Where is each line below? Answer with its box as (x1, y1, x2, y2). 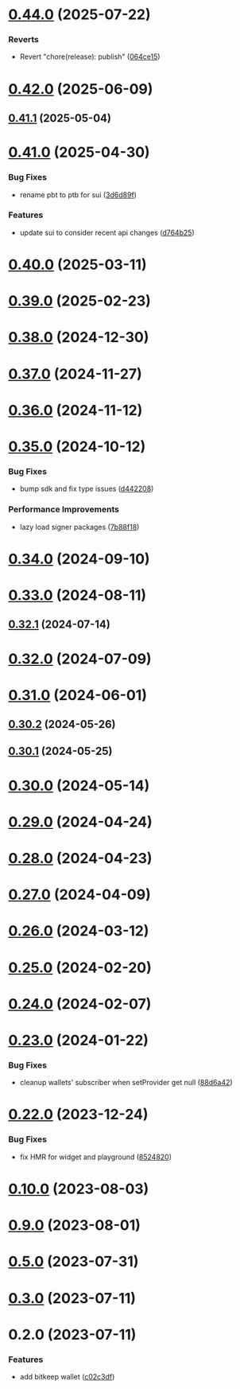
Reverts (8, 34, 40, 45)
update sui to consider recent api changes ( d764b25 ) (19, 228, 195, 237)
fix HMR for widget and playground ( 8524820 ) (19, 1152, 172, 1161)
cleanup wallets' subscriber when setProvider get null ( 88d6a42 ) (19, 1078, 233, 1087)
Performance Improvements (8, 504, 120, 515)
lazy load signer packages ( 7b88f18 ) (19, 522, 140, 531)
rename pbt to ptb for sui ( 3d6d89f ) (19, 189, 137, 200)
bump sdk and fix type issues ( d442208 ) (19, 484, 154, 494)
